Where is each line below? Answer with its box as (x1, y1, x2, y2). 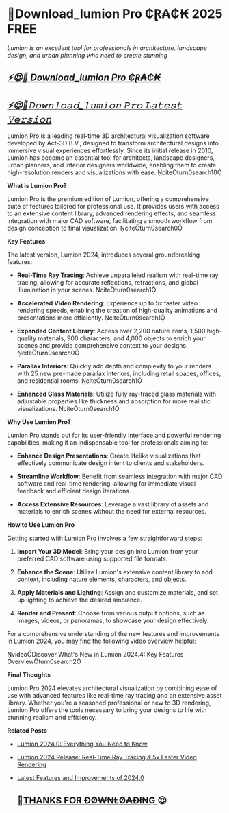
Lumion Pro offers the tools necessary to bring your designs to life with (7, 706, 207, 714)
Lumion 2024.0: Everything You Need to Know (16, 740, 148, 749)
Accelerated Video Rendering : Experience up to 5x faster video (16, 299, 198, 307)
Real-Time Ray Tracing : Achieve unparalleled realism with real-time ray (16, 271, 219, 279)
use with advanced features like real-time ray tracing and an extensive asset (7, 692, 222, 700)
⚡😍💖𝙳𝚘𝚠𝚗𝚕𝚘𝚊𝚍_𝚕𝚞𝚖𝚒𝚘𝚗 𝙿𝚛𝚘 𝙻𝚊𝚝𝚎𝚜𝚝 (7, 99, 183, 111)
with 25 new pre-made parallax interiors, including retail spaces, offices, (16, 369, 221, 378)
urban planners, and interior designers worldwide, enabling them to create (7, 161, 217, 169)
